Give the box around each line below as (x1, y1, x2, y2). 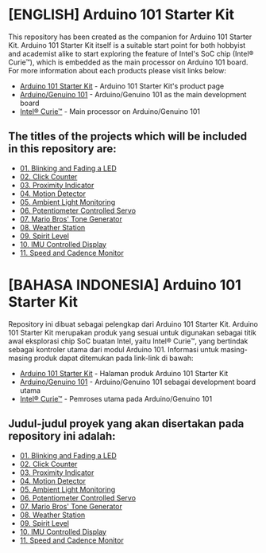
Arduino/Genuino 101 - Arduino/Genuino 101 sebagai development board (19, 377, 256, 386)
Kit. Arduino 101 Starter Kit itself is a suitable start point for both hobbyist (8, 40, 246, 49)
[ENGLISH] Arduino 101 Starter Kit (8, 6, 235, 24)
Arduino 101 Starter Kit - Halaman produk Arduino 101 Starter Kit (19, 368, 229, 378)
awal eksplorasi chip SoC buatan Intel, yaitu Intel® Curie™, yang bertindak (8, 336, 249, 346)
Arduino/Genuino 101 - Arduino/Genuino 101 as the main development (19, 89, 247, 99)
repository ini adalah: (8, 429, 116, 443)
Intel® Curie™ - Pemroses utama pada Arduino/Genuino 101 (19, 394, 213, 403)
